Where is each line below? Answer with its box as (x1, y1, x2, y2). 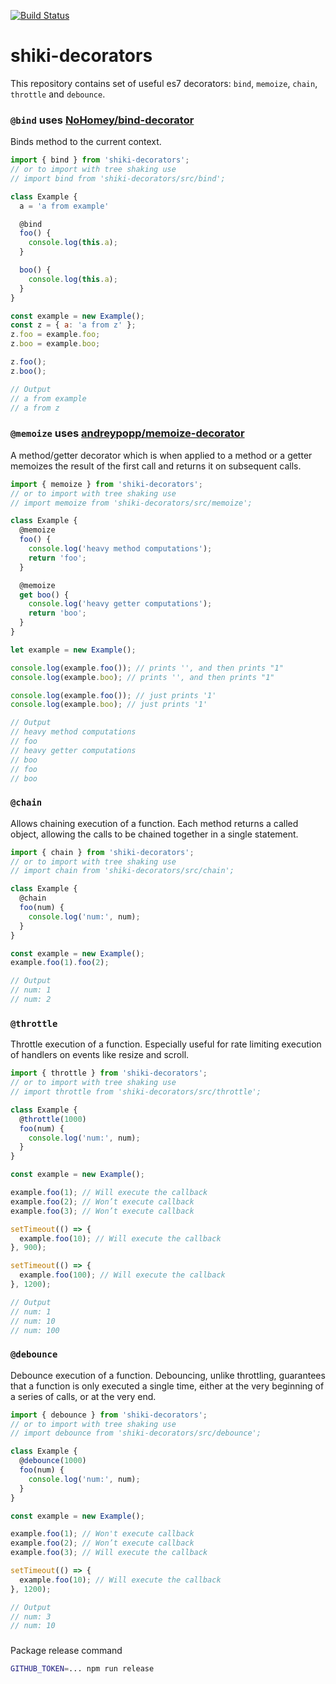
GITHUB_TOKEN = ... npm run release (10, 1664, 155, 1674)
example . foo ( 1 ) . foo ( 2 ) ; (10, 958, 110, 968)
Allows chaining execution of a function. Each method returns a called (10, 817, 299, 829)
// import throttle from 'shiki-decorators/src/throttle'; (10, 1087, 262, 1097)
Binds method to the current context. (10, 136, 162, 148)
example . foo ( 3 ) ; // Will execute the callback (10, 1548, 208, 1558)
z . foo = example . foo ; (10, 330, 101, 340)
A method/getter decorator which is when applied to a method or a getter (10, 449, 313, 461)
